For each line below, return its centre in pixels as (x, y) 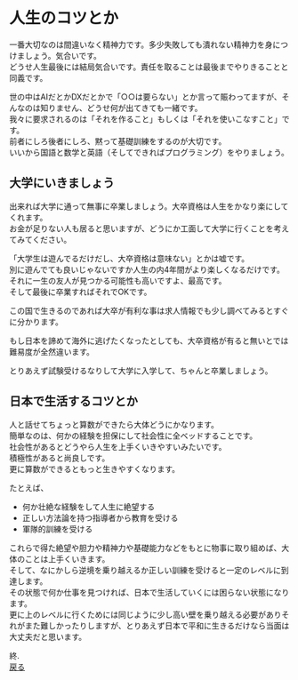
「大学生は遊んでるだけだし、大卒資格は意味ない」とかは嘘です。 (129, 258)
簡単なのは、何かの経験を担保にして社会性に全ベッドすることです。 (133, 436)
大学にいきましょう (62, 183)
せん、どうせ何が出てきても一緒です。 (133, 108)
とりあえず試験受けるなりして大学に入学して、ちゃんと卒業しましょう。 (141, 371)
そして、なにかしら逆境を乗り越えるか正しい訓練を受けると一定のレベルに (145, 570)
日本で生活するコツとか (73, 401)
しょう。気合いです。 (63, 55)
